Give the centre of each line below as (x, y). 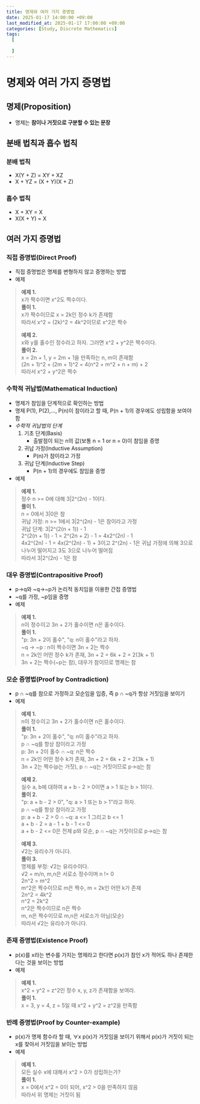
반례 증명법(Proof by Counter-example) (63, 1022)
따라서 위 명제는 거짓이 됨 (51, 1094)
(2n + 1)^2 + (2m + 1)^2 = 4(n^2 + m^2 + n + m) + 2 (84, 365)
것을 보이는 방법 (45, 962)
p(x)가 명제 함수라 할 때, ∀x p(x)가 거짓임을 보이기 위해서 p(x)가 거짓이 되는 (105, 1037)
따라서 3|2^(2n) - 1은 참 (49, 557)
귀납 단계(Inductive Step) (54, 463)
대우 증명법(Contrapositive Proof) (55, 575)
